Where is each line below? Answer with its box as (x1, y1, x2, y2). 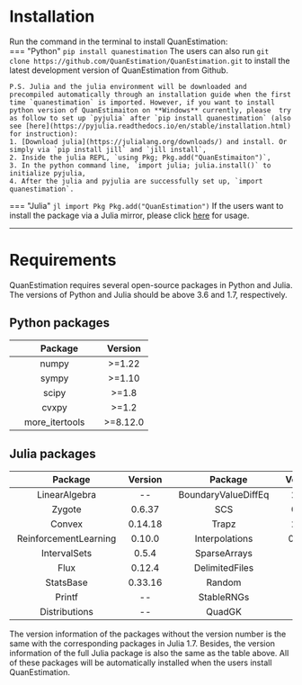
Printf (55, 590, 78, 603)
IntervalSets (41, 546, 93, 559)
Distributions (40, 605, 94, 617)
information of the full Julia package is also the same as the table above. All (9, 647, 289, 658)
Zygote (51, 502, 82, 515)
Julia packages (9, 446, 96, 462)
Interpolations (194, 532, 253, 545)
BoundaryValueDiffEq (178, 488, 270, 500)
